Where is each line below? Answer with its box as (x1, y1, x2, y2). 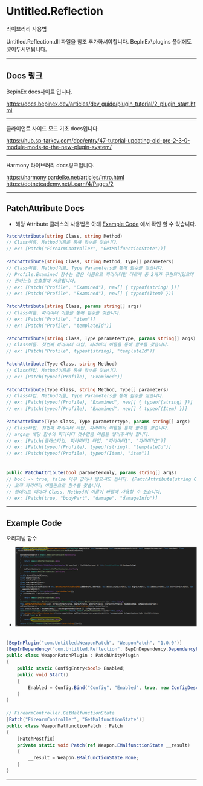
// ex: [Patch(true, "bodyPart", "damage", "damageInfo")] (6, 495, 158, 502)
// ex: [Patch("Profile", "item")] (6, 316, 96, 322)
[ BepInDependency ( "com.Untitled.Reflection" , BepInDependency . (6, 646, 169, 653)
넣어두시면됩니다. (6, 45, 47, 53)
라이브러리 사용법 (6, 25, 47, 32)
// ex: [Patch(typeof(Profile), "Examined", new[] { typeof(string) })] (6, 399, 193, 406)
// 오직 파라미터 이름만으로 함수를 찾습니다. (6, 482, 103, 489)
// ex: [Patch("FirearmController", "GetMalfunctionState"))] (6, 246, 166, 252)
